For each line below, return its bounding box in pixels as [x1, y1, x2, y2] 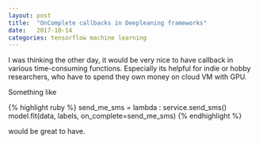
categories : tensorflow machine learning [8, 33, 147, 42]
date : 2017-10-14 [8, 26, 73, 34]
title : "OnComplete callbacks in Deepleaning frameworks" [8, 19, 208, 27]
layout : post [8, 11, 51, 20]
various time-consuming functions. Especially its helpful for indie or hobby [8, 64, 251, 74]
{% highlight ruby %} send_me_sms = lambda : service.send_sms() [8, 103, 227, 112]
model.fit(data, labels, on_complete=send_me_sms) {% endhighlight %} [8, 112, 242, 121]
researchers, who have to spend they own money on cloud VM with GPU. [8, 72, 247, 81]
